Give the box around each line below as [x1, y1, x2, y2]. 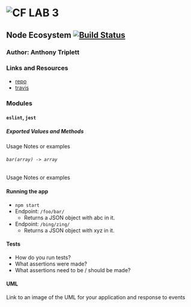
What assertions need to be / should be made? [14, 266, 131, 273]
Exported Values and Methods [6, 127, 84, 135]
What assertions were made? [14, 260, 88, 267]
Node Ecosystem [6, 30, 71, 40]
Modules [6, 99, 33, 108]
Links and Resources [6, 64, 68, 72]
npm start [14, 202, 40, 208]
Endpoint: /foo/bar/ [14, 207, 65, 214]
